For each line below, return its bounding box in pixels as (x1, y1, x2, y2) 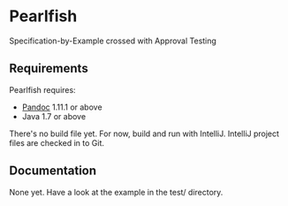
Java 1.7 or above (21, 111, 87, 121)
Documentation (9, 164, 97, 179)
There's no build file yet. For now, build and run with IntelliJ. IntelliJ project (9, 128, 280, 139)
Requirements (9, 61, 88, 76)
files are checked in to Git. (9, 137, 104, 148)
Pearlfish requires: (9, 84, 77, 95)
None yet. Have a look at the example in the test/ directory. (9, 187, 224, 197)
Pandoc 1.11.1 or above (21, 102, 103, 112)
